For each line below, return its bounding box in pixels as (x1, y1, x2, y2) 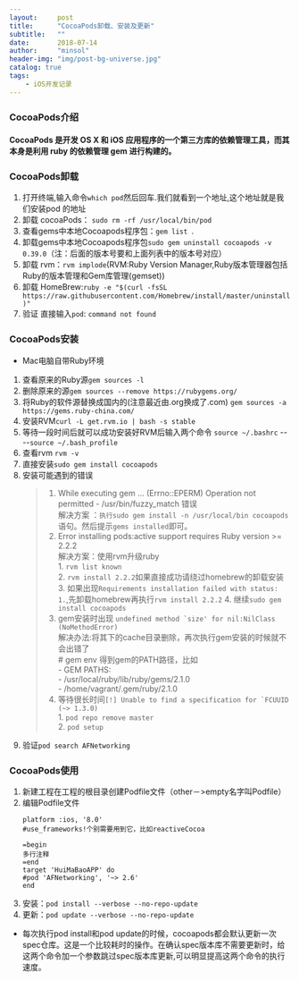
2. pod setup (57, 721, 104, 732)
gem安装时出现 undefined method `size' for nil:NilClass (57, 613, 276, 623)
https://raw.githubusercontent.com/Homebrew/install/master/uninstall (21, 292, 291, 300)
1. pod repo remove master (57, 712, 154, 723)
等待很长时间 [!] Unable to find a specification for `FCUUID (57, 694, 289, 705)
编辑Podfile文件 (21, 798, 80, 808)
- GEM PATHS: (57, 664, 112, 675)
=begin (21, 841, 47, 850)
